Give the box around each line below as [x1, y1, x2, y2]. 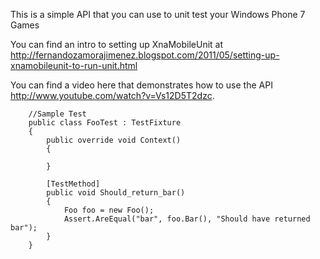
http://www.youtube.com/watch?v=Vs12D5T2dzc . [10, 90, 215, 101]
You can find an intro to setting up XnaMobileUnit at [10, 39, 224, 50]
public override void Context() [46, 135, 182, 145]
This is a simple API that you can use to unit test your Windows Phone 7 [10, 9, 306, 20]
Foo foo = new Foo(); [63, 205, 155, 215]
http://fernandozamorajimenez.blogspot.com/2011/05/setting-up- [10, 49, 280, 61]
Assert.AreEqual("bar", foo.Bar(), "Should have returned [63, 214, 311, 224]
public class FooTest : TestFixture [28, 118, 182, 128]
